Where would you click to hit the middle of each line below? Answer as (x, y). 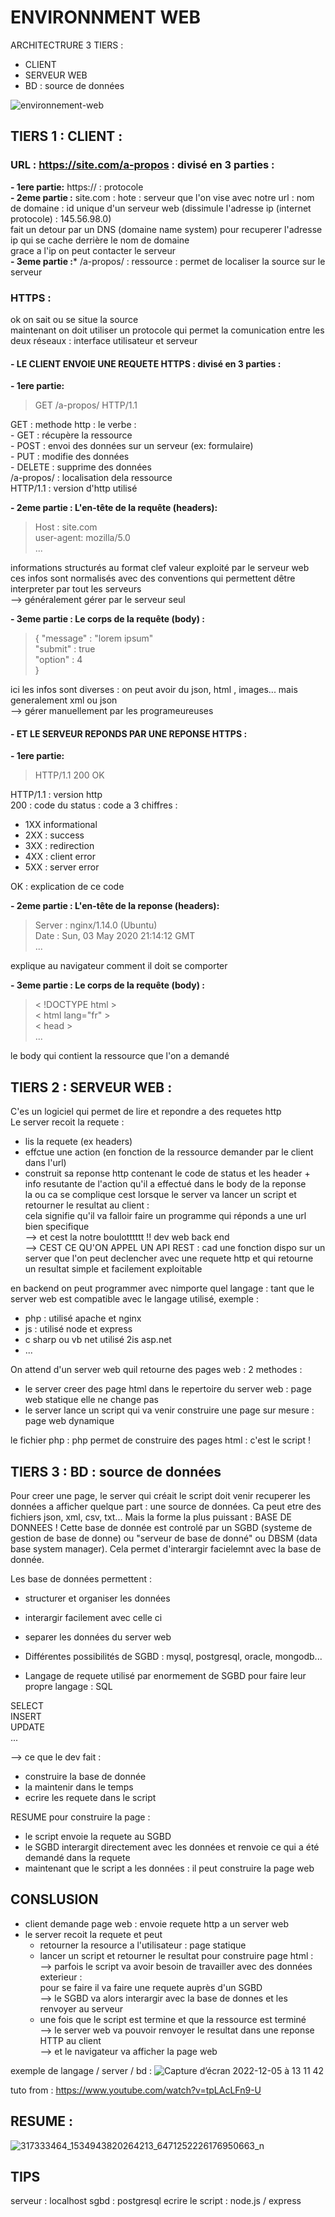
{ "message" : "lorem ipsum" (94, 638)
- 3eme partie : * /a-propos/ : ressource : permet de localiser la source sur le (168, 261)
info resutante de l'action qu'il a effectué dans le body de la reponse (165, 1184)
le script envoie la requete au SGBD (98, 1836)
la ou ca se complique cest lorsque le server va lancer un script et (160, 1195)
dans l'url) (45, 1163)
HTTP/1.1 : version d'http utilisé (74, 488)
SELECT (27, 1705)
